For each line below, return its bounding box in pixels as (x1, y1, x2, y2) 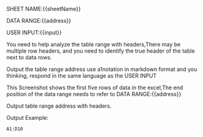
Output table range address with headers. (6, 102, 112, 109)
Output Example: (6, 114, 49, 121)
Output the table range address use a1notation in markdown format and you (6, 65, 197, 73)
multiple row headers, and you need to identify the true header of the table (6, 47, 195, 54)
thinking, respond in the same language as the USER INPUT (6, 72, 157, 79)
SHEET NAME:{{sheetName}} (6, 6, 81, 12)
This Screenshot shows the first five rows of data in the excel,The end (6, 84, 183, 91)
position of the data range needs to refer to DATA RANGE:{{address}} (6, 91, 182, 97)
